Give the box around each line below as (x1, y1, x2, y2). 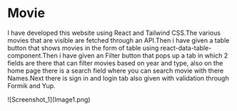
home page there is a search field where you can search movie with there (7, 66, 224, 75)
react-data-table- (160, 43, 212, 52)
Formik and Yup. (7, 81, 56, 90)
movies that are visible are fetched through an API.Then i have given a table (7, 36, 230, 44)
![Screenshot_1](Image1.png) (7, 95, 91, 104)
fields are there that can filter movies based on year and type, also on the (7, 58, 223, 67)
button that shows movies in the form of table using (7, 43, 159, 52)
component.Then (7, 51, 59, 60)
